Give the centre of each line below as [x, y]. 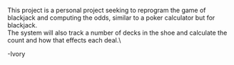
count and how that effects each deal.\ [64, 40]
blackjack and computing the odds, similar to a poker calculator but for [111, 18]
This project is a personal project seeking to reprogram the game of [107, 10]
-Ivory [16, 54]
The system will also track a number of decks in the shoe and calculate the [117, 32]
